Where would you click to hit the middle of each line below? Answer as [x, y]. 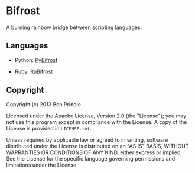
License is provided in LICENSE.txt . [49, 128]
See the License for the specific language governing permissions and [91, 158]
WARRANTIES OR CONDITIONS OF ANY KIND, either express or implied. [94, 152]
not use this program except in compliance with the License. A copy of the [97, 122]
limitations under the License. [42, 165]
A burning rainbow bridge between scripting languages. [74, 27]
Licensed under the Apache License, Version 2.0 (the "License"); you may [96, 116]
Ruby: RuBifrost [34, 71]
